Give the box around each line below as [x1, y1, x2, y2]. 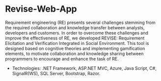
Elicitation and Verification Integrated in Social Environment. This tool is [5, 40, 149, 46]
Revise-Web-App [5, 3, 77, 15]
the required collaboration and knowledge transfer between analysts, [5, 24, 145, 30]
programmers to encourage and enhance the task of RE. [5, 56, 119, 61]
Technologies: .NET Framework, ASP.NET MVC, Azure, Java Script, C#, [12, 65, 157, 71]
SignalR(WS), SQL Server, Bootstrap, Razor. [12, 70, 101, 76]
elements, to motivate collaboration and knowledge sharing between [5, 50, 144, 57]
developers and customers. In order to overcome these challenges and [5, 30, 148, 36]
